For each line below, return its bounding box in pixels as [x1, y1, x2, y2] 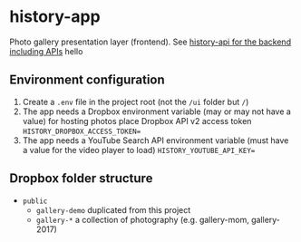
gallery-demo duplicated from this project [35, 204, 191, 215]
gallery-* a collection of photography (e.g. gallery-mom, [35, 214, 249, 225]
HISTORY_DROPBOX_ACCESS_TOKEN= [22, 127, 141, 136]
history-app [9, 6, 102, 27]
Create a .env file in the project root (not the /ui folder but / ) [22, 96, 249, 107]
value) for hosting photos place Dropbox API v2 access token [22, 115, 252, 126]
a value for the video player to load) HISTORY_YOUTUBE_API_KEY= [22, 144, 256, 155]
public [22, 197, 48, 206]
